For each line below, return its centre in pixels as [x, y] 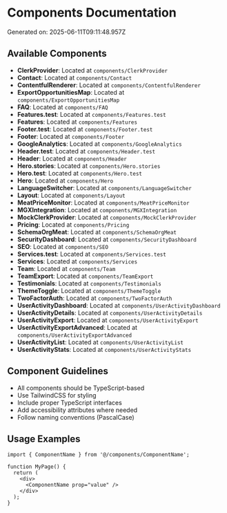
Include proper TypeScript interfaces [69, 402]
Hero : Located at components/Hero [65, 180]
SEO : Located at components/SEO [63, 246]
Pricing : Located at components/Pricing [73, 224]
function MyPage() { [37, 467]
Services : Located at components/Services [77, 261]
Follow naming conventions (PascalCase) [76, 417]
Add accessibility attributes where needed [77, 410]
